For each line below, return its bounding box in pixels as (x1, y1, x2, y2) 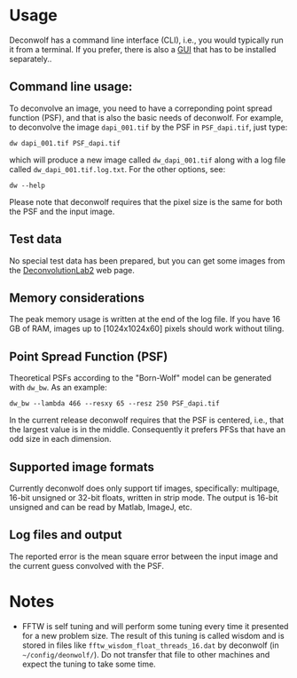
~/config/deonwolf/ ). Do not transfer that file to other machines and (21, 649, 270, 659)
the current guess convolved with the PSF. (9, 560, 164, 571)
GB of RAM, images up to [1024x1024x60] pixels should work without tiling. (9, 323, 285, 334)
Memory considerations (9, 290, 145, 305)
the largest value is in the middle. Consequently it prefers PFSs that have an (9, 424, 286, 435)
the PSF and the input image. (9, 206, 115, 217)
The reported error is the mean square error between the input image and (9, 551, 278, 562)
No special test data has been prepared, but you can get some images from (9, 255, 285, 266)
